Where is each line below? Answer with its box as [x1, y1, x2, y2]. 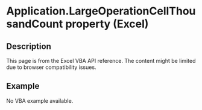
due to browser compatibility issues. [6, 63, 96, 71]
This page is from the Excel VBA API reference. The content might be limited [6, 57, 196, 64]
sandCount [6, 17, 63, 31]
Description [6, 41, 51, 51]
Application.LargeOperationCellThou [6, 4, 196, 18]
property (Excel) [65, 17, 149, 31]
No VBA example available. [6, 97, 74, 104]
